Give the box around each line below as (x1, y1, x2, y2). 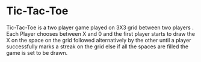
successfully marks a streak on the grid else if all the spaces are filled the (6, 43, 188, 50)
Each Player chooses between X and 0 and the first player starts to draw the (6, 30, 196, 37)
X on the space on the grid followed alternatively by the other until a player (6, 36, 191, 44)
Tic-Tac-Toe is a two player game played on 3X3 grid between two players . (6, 24, 194, 31)
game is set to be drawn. (6, 49, 68, 56)
